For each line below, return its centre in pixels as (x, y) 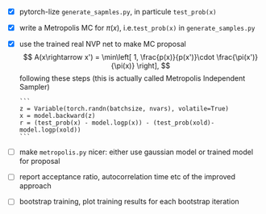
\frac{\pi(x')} (237, 57)
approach (35, 186)
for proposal (39, 162)
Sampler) (34, 87)
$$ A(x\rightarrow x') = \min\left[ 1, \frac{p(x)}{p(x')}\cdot (119, 57)
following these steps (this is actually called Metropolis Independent (132, 78)
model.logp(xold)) (50, 130)
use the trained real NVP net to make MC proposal (102, 44)
